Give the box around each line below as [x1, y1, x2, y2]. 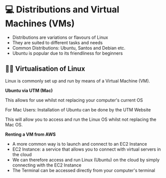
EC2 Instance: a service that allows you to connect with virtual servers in [12, 146, 161, 152]
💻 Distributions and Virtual [5, 4, 119, 15]
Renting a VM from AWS [5, 131, 56, 137]
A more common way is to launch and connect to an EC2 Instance [12, 141, 147, 147]
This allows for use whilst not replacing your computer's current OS [5, 97, 143, 103]
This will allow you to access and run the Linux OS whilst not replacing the [5, 116, 157, 122]
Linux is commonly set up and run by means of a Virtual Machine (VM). [5, 78, 150, 84]
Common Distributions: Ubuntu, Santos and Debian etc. [12, 45, 125, 51]
